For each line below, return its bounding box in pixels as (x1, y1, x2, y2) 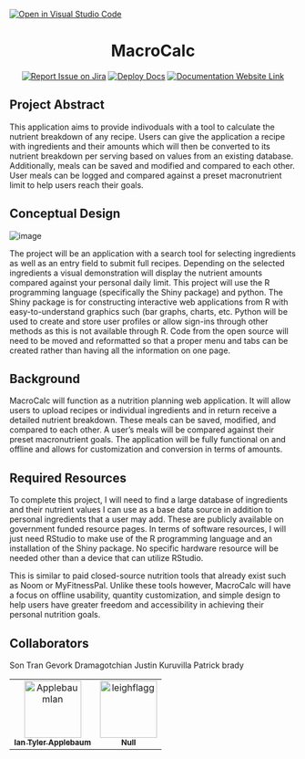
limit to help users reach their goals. (9, 179, 144, 191)
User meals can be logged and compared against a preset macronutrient (9, 170, 282, 181)
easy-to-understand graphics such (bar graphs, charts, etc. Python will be (9, 306, 289, 317)
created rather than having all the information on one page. (9, 345, 230, 356)
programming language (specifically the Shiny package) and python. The (9, 286, 284, 297)
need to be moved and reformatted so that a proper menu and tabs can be (9, 335, 289, 346)
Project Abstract (9, 97, 105, 113)
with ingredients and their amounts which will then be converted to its (9, 140, 270, 151)
